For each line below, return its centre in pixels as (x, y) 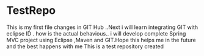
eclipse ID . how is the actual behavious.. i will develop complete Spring (96, 33)
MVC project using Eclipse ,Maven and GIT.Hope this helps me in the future (101, 40)
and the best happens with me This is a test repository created (85, 46)
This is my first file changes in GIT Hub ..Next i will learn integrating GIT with (102, 27)
